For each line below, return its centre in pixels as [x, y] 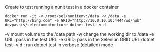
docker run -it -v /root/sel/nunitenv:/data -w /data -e [66, 16]
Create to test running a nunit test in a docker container [62, 7]
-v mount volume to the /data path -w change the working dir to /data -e [80, 34]
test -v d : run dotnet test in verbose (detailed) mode [59, 45]
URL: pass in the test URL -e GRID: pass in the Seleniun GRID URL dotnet [80, 39]
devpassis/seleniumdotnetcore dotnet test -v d [56, 25]
